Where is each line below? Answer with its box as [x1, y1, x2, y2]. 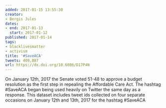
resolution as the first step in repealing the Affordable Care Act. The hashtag [5, 81, 161, 87]
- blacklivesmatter [5, 44, 46, 49]
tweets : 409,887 [5, 58, 39, 63]
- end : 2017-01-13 [5, 26, 43, 31]
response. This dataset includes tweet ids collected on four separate [5, 92, 145, 98]
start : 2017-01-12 [9, 30, 48, 35]
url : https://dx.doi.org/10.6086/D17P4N [5, 62, 90, 67]
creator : [5, 12, 23, 17]
